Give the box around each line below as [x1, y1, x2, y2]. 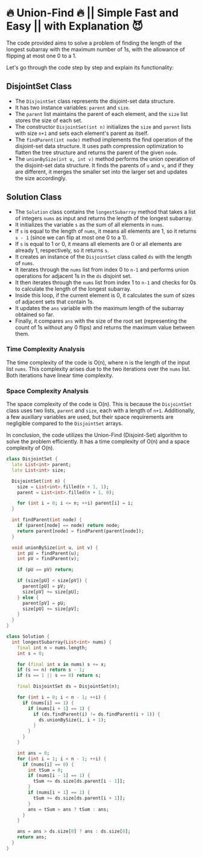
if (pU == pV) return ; [17, 567, 74, 573]
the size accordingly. [14, 174, 68, 181]
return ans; [17, 834, 47, 840]
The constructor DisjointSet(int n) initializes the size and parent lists [14, 123, 192, 130]
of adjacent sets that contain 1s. [14, 298, 95, 305]
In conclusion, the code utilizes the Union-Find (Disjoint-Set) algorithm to [6, 432, 188, 439]
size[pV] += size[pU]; [22, 589, 80, 595]
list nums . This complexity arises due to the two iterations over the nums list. [6, 365, 191, 372]
